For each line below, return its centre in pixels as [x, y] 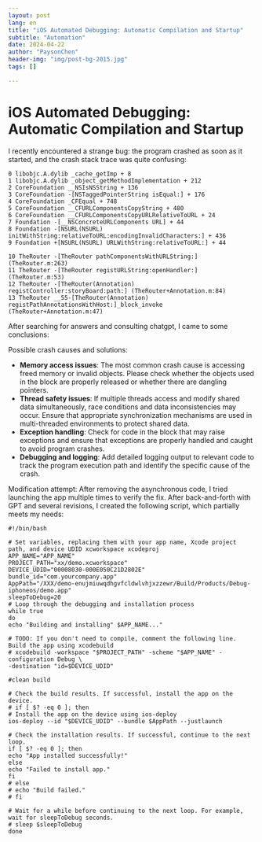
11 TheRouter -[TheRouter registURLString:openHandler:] [103, 270]
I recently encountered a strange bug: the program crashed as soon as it [126, 151]
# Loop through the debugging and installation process [101, 604]
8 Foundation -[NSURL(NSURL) [56, 229]
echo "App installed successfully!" [68, 755]
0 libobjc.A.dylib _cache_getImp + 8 [70, 174]
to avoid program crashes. [62, 449]
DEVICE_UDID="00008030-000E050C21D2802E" [77, 570]
